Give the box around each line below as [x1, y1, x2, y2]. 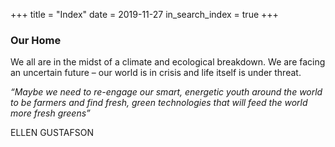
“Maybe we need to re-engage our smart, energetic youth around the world [10, 86, 323, 98]
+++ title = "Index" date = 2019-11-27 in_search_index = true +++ [10, 9, 279, 20]
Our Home [10, 33, 62, 47]
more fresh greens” [10, 107, 91, 119]
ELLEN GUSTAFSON [10, 127, 94, 139]
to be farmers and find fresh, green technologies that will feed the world [10, 97, 308, 109]
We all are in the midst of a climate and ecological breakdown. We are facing [10, 56, 326, 68]
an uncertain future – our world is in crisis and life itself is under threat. [10, 67, 302, 79]
